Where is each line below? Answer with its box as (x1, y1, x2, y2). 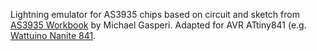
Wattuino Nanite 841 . (10, 30, 97, 41)
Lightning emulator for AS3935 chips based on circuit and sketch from (10, 9, 300, 20)
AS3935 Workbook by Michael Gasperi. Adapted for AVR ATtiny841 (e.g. (10, 19, 307, 31)
